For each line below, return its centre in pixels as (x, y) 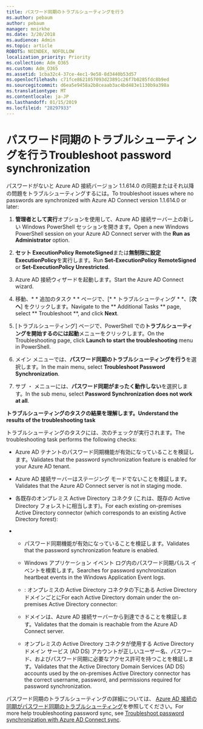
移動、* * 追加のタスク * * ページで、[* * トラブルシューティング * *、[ (103, 299)
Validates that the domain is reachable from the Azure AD (106, 625)
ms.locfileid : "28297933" (39, 108)
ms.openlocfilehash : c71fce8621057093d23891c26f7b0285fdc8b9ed (88, 80)
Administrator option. (42, 240)
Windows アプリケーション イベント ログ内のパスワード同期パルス (107, 563)
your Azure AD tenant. (43, 467)
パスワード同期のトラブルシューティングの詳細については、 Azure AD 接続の (101, 699)
